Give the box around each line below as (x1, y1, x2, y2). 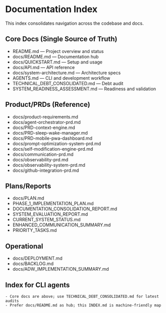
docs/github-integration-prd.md (12, 167, 79, 173)
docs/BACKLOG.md (12, 261, 54, 267)
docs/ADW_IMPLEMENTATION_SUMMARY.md (12, 266, 109, 272)
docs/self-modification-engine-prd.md (12, 146, 93, 152)
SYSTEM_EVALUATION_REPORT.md (12, 211, 88, 217)
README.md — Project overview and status (12, 48, 104, 54)
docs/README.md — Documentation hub (12, 53, 99, 59)
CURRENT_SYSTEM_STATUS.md (12, 217, 81, 223)
